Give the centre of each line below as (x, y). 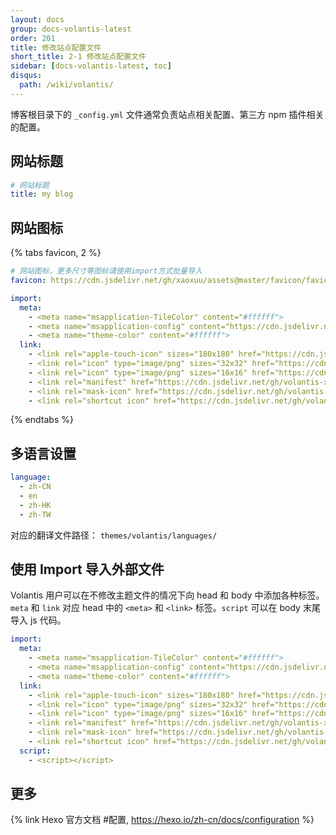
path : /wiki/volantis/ (66, 85)
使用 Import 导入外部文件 (87, 569)
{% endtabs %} (42, 420)
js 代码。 (48, 620)
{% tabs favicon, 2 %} (56, 253)
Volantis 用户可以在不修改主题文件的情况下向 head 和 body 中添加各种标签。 (167, 595)
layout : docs (37, 19)
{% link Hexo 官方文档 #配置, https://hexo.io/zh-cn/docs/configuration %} (162, 820)
